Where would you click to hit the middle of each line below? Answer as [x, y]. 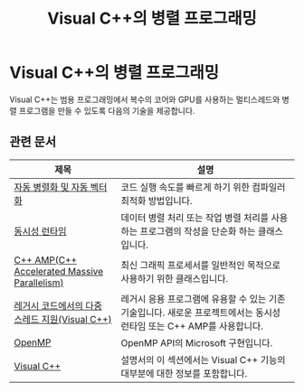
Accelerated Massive [59, 271]
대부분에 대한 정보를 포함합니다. [184, 373]
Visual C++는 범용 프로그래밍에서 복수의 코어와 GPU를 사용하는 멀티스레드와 [145, 99]
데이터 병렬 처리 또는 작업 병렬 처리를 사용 [204, 218]
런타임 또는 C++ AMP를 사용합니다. [192, 326]
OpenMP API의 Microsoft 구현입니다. [197, 342]
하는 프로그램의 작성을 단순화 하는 [188, 231]
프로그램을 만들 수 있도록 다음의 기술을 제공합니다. [107, 110]
